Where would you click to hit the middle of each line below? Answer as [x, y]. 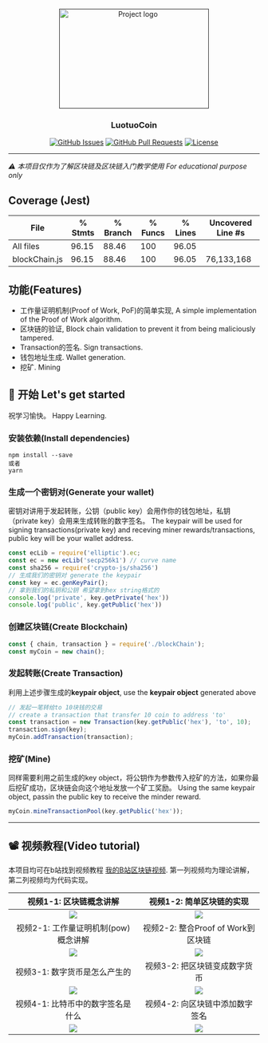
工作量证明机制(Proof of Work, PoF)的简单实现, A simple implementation [138, 310]
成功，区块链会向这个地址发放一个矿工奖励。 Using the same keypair [142, 788]
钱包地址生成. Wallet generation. [73, 357]
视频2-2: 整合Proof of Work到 [199, 928]
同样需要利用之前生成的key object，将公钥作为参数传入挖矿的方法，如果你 [130, 778]
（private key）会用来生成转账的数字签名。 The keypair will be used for [126, 521]
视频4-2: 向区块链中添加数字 [199, 1004]
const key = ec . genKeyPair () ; [59, 583]
